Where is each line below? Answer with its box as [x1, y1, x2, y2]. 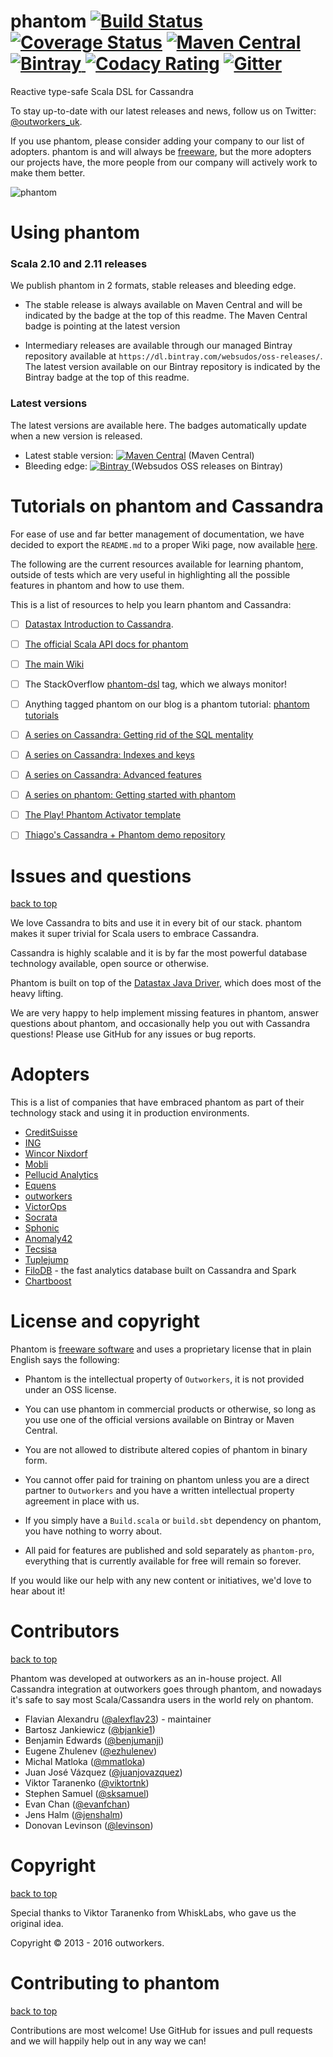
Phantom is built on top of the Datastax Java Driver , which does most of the [10, 977, 322, 989]
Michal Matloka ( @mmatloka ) [24, 1756, 146, 1768]
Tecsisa [24, 1243, 57, 1255]
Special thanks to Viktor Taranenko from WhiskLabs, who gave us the [10, 1907, 297, 1919]
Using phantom [10, 221, 140, 244]
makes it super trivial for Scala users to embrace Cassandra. [10, 928, 260, 940]
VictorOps [24, 1201, 67, 1213]
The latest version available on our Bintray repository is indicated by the [24, 361, 321, 373]
